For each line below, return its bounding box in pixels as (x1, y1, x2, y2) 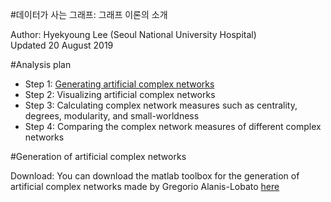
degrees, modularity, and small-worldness (24, 110, 200, 122)
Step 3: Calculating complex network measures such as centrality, (24, 99, 298, 111)
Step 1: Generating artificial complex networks (24, 78, 215, 90)
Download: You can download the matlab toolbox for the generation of (10, 170, 300, 182)
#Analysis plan (10, 59, 72, 70)
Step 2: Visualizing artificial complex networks (24, 89, 216, 100)
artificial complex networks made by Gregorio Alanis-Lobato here (10, 181, 280, 192)
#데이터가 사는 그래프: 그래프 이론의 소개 (10, 9, 168, 20)
